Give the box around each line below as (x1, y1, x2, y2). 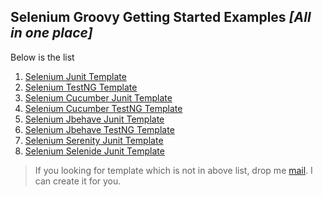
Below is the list (10, 51, 75, 63)
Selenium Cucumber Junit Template (24, 91, 173, 104)
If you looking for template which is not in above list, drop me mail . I (34, 164, 313, 176)
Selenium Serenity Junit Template (24, 134, 164, 146)
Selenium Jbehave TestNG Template (24, 123, 175, 135)
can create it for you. (34, 175, 122, 187)
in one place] (10, 25, 93, 42)
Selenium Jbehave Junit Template (24, 113, 165, 125)
